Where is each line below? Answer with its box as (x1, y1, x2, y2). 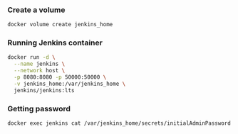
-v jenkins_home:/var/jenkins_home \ (14, 80, 126, 87)
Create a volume (7, 5, 66, 15)
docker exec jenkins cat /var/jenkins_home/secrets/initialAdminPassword (7, 120, 232, 127)
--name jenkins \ (14, 60, 66, 68)
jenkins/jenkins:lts (14, 86, 75, 94)
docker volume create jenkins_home (7, 21, 113, 28)
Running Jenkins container (7, 38, 103, 48)
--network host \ (14, 67, 66, 74)
